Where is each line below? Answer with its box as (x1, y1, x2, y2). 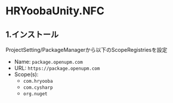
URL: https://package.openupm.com (14, 64, 100, 71)
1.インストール (5, 29, 59, 39)
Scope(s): (14, 71, 39, 78)
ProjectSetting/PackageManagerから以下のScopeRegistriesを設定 (5, 46, 168, 53)
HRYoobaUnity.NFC (5, 4, 105, 18)
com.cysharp (23, 85, 53, 90)
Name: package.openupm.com (14, 58, 83, 65)
